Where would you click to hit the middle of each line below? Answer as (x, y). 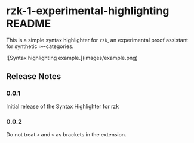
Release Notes (34, 76)
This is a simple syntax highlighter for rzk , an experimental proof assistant (97, 40)
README (29, 23)
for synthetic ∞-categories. (40, 46)
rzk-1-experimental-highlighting (88, 11)
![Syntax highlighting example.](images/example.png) (72, 58)
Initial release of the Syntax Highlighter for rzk (63, 106)
